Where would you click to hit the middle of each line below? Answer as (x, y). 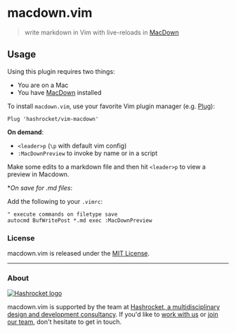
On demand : (26, 132)
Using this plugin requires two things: (61, 71)
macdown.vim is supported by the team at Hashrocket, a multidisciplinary (113, 307)
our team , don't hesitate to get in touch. (65, 322)
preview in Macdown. (38, 174)
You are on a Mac (43, 85)
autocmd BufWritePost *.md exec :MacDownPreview (80, 220)
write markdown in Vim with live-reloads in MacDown (101, 32)
